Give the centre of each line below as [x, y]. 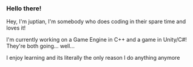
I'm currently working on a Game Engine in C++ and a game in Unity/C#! [96, 40]
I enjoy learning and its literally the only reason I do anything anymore [93, 58]
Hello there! [24, 8]
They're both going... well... [40, 46]
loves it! [16, 28]
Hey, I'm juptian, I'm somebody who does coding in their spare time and [96, 22]
